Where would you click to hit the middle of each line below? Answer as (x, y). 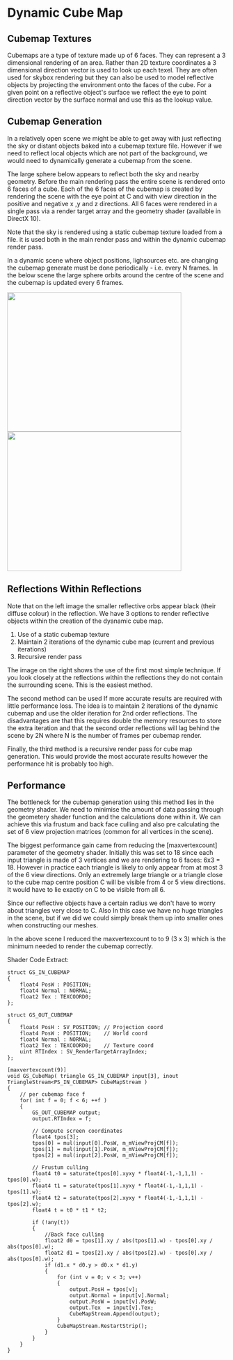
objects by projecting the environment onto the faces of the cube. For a (110, 85)
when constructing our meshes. (53, 925)
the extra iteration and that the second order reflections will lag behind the (114, 728)
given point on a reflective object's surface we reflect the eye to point (107, 92)
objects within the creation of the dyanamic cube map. (85, 621)
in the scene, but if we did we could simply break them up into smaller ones (115, 918)
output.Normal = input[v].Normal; (119, 1296)
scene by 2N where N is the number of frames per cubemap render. (104, 735)
